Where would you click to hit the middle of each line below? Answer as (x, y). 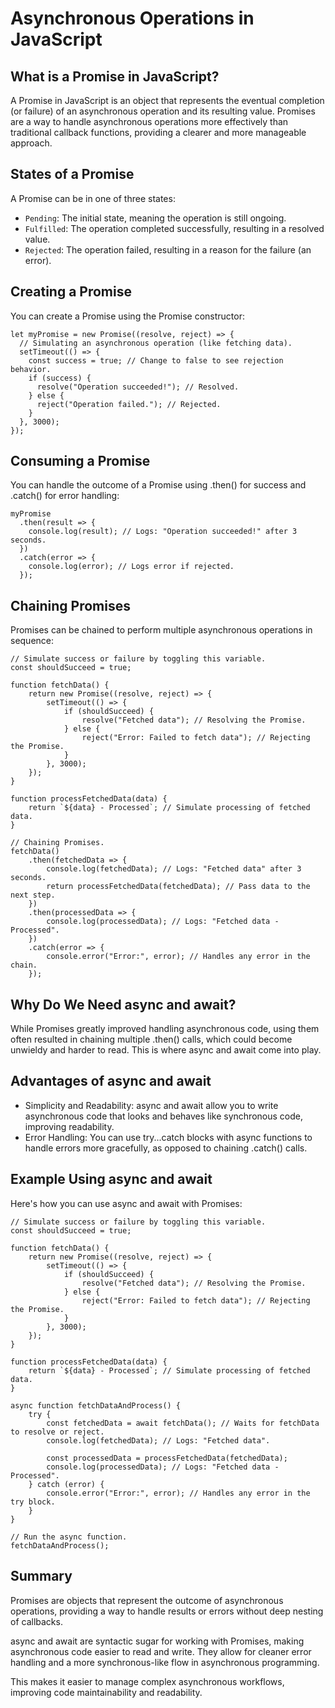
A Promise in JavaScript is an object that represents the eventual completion (167, 100)
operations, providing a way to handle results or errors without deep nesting (167, 1611)
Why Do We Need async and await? (123, 1004)
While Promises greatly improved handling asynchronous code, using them (165, 1029)
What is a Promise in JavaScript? (115, 76)
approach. (31, 143)
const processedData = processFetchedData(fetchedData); (167, 1458)
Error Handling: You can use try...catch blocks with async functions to (168, 1137)
